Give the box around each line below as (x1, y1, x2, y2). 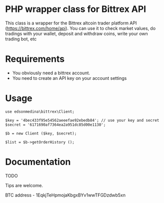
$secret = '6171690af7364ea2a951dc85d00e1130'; (5, 122, 106, 127)
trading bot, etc (5, 36, 37, 42)
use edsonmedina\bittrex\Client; (5, 109, 75, 114)
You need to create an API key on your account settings (12, 75, 127, 81)
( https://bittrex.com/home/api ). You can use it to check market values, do (5, 25, 156, 31)
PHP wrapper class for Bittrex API (5, 3, 146, 15)
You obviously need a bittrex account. (12, 70, 91, 76)
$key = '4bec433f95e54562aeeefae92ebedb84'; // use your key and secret (5, 118, 160, 123)
